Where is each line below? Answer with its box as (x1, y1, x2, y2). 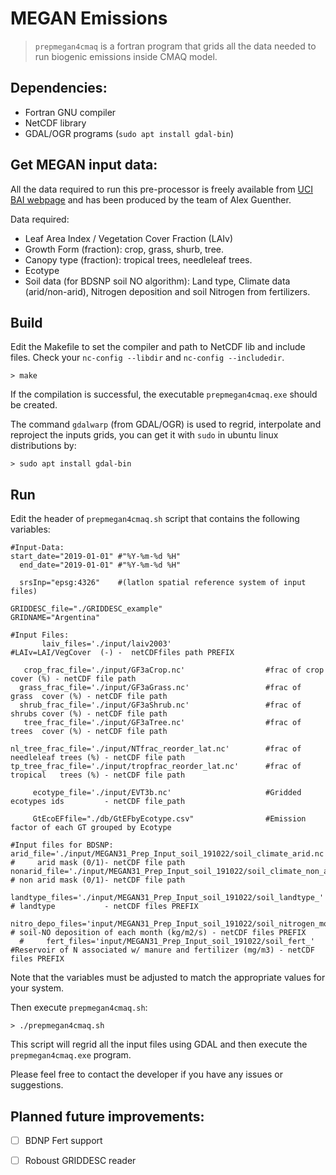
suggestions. (10, 1079, 64, 1091)
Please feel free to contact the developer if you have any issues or (10, 1068, 283, 1081)
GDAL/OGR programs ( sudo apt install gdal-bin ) (24, 127, 235, 139)
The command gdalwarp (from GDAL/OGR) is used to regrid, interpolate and (10, 418, 322, 431)
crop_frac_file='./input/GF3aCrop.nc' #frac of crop (23, 665, 325, 676)
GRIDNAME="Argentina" (10, 613, 101, 623)
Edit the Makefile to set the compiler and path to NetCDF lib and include (10, 341, 306, 353)
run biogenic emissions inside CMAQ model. (34, 50, 218, 62)
